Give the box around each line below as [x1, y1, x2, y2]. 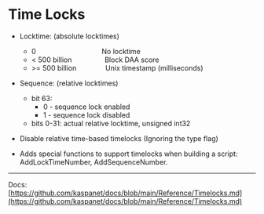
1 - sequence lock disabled [42, 110, 130, 119]
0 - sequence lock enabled [42, 102, 130, 111]
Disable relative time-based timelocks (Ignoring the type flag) [19, 133, 218, 143]
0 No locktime [31, 46, 141, 56]
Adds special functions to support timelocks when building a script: [19, 149, 238, 158]
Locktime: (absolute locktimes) [19, 31, 120, 41]
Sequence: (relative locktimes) [19, 78, 119, 88]
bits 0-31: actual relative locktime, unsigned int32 [31, 118, 191, 128]
